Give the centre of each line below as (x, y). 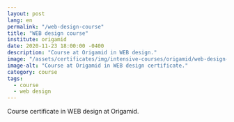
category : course (32, 72)
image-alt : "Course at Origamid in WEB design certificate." (98, 66)
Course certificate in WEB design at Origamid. (73, 112)
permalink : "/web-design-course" (56, 26)
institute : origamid (37, 40)
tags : (15, 78)
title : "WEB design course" (48, 33)
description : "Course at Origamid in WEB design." (82, 53)
